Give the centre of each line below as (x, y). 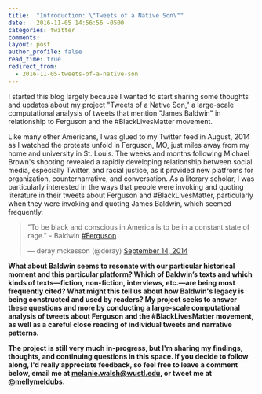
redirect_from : (33, 67)
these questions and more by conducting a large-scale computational (124, 307)
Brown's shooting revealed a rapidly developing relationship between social (130, 161)
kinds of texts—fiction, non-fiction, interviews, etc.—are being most (122, 282)
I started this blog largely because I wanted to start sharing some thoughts (129, 96)
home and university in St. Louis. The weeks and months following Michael (129, 153)
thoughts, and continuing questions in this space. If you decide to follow (128, 356)
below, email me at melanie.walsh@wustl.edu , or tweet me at (110, 373)
